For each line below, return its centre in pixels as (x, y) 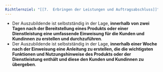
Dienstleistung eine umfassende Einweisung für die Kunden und (78, 33)
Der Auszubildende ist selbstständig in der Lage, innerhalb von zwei (81, 23)
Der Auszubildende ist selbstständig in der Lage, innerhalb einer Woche (85, 43)
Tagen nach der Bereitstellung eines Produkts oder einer (70, 28)
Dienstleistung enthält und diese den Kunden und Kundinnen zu (78, 59)
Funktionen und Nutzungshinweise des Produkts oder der (72, 54)
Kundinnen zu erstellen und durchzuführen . (57, 39)
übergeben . (24, 64)
